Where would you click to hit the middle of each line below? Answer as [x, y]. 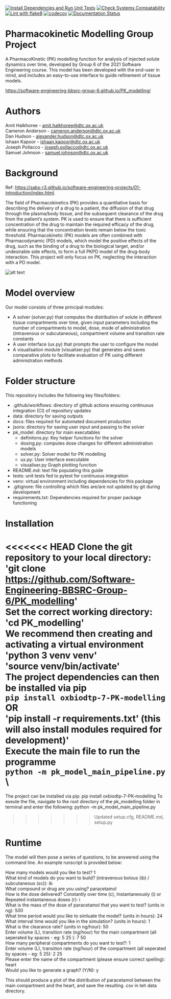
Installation [30, 523]
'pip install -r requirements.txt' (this [83, 719]
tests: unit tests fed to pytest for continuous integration [70, 476]
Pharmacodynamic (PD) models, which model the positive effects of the [81, 241]
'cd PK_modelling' [45, 623]
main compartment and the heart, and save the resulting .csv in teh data [81, 985]
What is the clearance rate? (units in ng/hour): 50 [57, 926]
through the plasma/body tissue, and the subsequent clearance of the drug [84, 213]
